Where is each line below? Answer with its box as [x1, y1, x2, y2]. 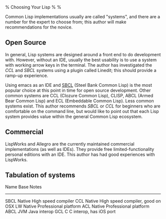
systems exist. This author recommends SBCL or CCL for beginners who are [5, 103, 161, 109]
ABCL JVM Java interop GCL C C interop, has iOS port [5, 209, 116, 215]
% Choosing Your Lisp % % [5, 4, 62, 10]
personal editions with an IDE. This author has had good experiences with [5, 151, 155, 157]
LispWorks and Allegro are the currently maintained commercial [5, 141, 135, 147]
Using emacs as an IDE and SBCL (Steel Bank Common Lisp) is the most [5, 82, 152, 88]
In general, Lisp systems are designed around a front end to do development [5, 51, 161, 57]
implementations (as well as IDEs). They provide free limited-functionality [5, 146, 155, 152]
